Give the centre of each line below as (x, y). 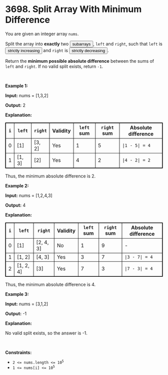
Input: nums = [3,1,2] (27, 304)
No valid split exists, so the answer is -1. (46, 333)
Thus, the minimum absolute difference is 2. (50, 176)
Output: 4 (15, 205)
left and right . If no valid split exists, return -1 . (54, 66)
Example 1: (17, 86)
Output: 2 (15, 105)
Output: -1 (16, 313)
